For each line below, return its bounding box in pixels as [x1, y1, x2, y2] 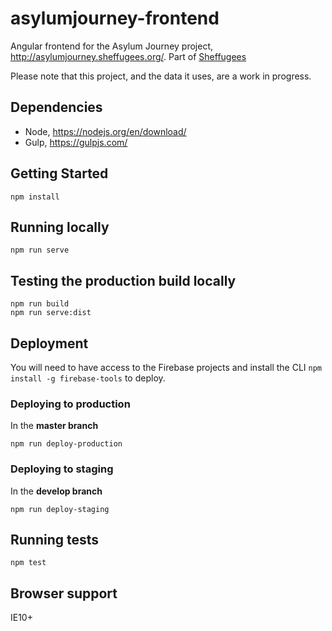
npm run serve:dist [10, 308, 92, 318]
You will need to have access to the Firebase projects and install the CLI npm [10, 362, 323, 373]
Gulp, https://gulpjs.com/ [24, 136, 128, 148]
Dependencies [10, 99, 103, 116]
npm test [10, 558, 47, 568]
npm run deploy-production [10, 439, 123, 449]
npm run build [10, 299, 70, 309]
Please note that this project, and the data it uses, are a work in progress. [10, 70, 312, 82]
